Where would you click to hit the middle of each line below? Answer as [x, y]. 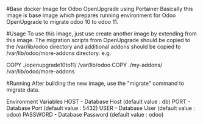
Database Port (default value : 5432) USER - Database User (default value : [101, 108]
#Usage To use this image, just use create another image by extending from [101, 34]
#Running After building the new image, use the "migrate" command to [95, 83]
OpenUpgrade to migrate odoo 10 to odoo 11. [62, 22]
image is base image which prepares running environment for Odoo [91, 15]
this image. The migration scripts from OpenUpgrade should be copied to [98, 40]
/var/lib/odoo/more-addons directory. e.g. [59, 53]
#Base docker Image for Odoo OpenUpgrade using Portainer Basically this [100, 9]
